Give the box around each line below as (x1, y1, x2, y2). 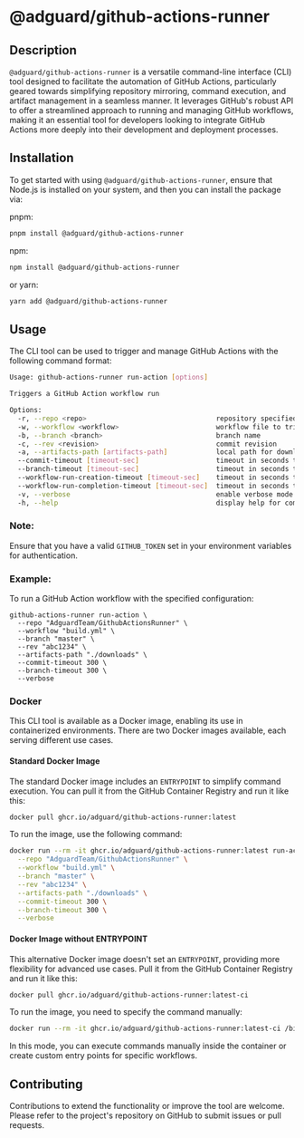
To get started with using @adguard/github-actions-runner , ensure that (9, 174, 273, 185)
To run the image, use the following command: (9, 829, 183, 840)
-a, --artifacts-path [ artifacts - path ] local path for (17, 448, 273, 457)
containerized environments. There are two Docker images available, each (9, 725, 287, 736)
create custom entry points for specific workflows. (9, 1050, 197, 1061)
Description (9, 43, 77, 58)
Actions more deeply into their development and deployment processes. (9, 124, 279, 135)
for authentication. (9, 550, 79, 561)
